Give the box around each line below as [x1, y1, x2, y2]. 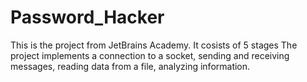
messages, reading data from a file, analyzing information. [10, 60, 251, 72]
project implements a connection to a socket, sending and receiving [10, 49, 290, 61]
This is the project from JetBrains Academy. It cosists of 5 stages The [10, 39, 298, 51]
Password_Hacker [10, 6, 165, 29]
